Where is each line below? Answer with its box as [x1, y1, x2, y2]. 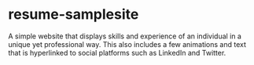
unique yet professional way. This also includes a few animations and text [8, 39, 246, 49]
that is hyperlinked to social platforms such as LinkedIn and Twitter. [8, 48, 226, 57]
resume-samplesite [8, 5, 139, 23]
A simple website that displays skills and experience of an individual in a [8, 31, 242, 41]
